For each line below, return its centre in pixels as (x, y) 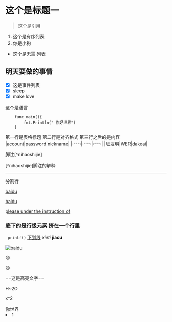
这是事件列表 (26, 85)
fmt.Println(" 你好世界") (50, 123)
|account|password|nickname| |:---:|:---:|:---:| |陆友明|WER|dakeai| (77, 144)
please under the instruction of (38, 211)
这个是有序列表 (28, 36)
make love (24, 96)
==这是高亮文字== (25, 278)
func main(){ (28, 117)
